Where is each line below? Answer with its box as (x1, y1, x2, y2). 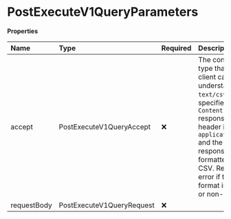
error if (198, 171, 221, 181)
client (198, 72, 217, 81)
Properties (7, 27, 38, 35)
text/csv (198, 90, 227, 98)
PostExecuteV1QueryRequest (58, 200, 155, 210)
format (198, 180, 220, 190)
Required (161, 43, 192, 52)
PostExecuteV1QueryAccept (58, 122, 151, 132)
